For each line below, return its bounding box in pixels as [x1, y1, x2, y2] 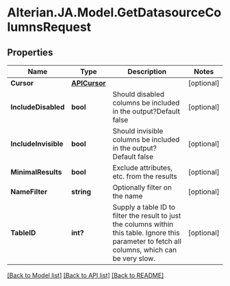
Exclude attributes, [112, 163, 173, 172]
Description [127, 67, 166, 76]
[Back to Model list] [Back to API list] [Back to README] [7, 272, 164, 279]
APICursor [71, 79, 106, 88]
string [71, 187, 91, 196]
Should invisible [112, 127, 164, 135]
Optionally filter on [112, 183, 172, 192]
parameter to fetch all [112, 237, 181, 246]
